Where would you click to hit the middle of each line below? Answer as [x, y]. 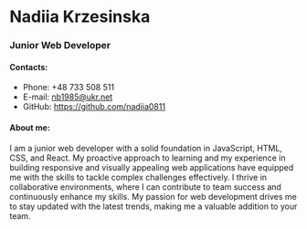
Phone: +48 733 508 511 [69, 88]
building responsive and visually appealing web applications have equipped [152, 167]
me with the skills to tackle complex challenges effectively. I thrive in [138, 177]
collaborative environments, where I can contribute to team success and [145, 187]
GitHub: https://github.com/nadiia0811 [94, 107]
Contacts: [29, 67]
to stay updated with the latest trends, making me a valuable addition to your [153, 206]
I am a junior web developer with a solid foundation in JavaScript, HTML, [146, 148]
